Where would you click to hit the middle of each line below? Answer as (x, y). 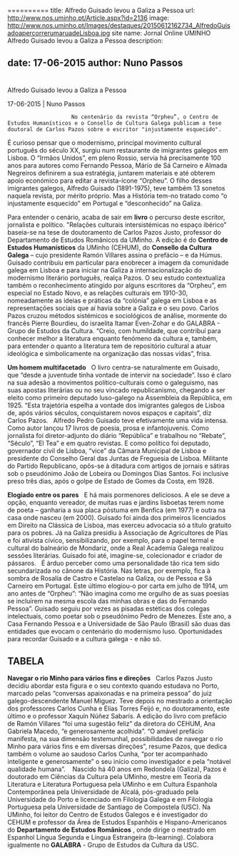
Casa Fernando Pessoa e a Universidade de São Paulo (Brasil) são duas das (119, 623)
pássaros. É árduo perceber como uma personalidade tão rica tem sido (113, 563)
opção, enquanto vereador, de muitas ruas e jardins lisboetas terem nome (116, 502)
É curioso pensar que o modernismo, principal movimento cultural (105, 143)
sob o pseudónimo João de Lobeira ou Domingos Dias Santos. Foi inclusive (118, 473)
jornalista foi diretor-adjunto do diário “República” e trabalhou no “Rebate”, (117, 435)
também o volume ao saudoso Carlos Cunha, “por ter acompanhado (108, 754)
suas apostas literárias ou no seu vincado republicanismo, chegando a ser (117, 390)
